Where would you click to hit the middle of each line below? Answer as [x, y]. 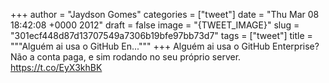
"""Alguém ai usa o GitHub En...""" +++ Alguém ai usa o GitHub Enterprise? [165, 46]
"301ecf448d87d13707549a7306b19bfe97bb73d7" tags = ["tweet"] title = [161, 35]
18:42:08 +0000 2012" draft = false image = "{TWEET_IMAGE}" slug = [155, 25]
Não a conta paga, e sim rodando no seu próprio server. [126, 57]
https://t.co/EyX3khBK [56, 67]
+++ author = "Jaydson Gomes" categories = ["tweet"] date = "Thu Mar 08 [165, 14]
